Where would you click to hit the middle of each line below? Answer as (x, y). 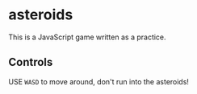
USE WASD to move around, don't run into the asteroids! (99, 81)
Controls (31, 62)
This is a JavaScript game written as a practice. (88, 37)
